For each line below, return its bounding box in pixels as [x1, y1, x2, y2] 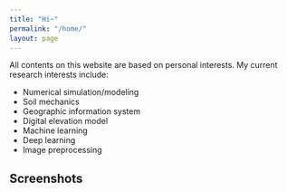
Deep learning [22, 135, 76, 146]
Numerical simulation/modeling [22, 87, 139, 98]
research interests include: [9, 69, 109, 81]
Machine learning [22, 125, 88, 136]
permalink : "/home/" [9, 24, 88, 34]
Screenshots [9, 170, 83, 186]
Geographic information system [22, 106, 141, 117]
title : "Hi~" [9, 14, 59, 24]
